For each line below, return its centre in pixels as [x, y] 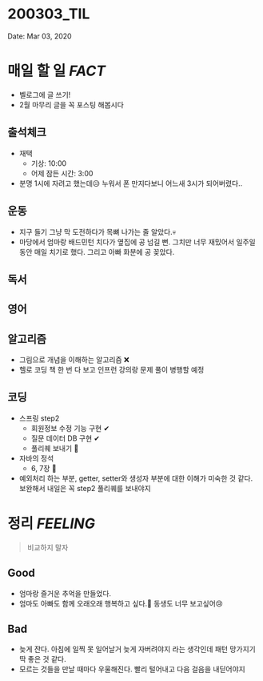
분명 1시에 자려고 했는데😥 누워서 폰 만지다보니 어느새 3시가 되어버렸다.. [131, 183]
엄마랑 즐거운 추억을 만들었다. [65, 593]
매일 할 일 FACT [56, 71]
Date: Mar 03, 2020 [40, 36]
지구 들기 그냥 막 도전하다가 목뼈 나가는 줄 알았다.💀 [98, 232]
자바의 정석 [36, 458]
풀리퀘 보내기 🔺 [55, 448]
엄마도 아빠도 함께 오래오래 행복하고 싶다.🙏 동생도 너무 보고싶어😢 [121, 603]
